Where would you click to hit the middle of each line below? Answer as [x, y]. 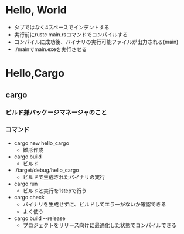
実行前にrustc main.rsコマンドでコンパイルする [71, 34]
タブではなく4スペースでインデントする [62, 27]
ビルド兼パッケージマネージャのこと [56, 113]
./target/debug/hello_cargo [47, 170]
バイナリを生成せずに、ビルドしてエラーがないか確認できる [94, 204]
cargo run [26, 184]
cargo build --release [40, 218]
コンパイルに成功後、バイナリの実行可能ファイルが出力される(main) [96, 42]
